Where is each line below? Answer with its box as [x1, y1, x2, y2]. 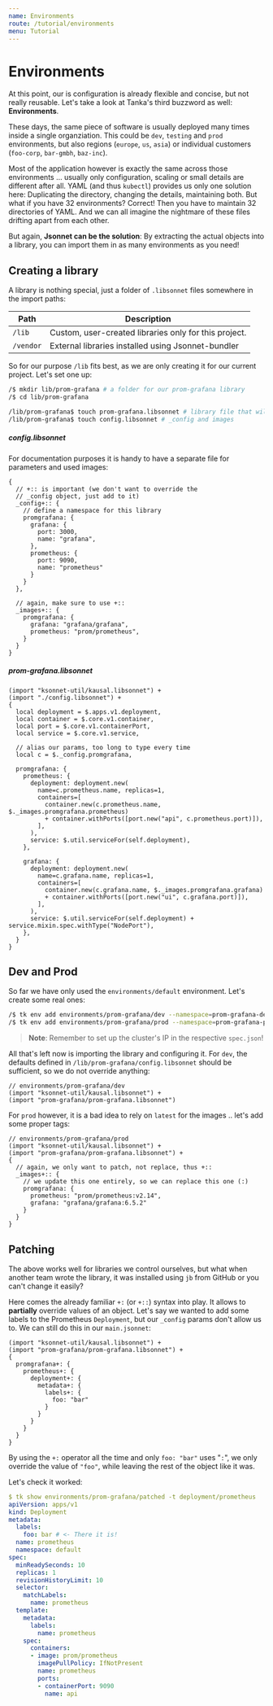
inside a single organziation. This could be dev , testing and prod [8, 131, 223, 141]
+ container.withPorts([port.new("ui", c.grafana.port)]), [44, 893, 249, 901]
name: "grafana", [37, 535, 96, 543]
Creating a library [8, 264, 99, 278]
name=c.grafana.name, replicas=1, [37, 872, 154, 880]
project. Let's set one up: [8, 370, 93, 379]
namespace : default [15, 1546, 82, 1555]
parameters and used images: [8, 461, 108, 472]
